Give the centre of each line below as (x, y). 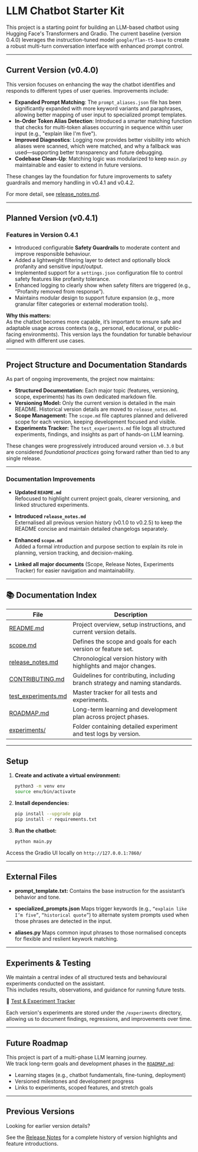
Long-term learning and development (125, 710)
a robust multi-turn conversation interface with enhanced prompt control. (95, 46)
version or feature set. (103, 649)
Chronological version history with (120, 658)
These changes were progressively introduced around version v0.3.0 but (95, 446)
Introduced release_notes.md (50, 516)
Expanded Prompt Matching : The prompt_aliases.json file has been (98, 102)
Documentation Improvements (51, 479)
